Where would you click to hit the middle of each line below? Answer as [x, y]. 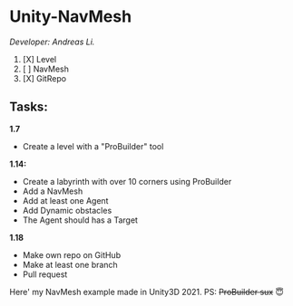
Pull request [45, 274]
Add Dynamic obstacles [67, 210]
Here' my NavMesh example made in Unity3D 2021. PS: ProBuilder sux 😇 [146, 292]
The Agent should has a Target [80, 220]
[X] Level [39, 59]
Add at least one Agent [65, 200]
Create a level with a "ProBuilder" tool [93, 146]
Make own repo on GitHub [71, 254]
